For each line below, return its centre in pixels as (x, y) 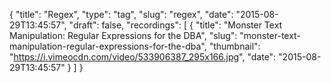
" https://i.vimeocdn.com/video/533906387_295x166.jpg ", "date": (143, 57)
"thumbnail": (234, 46)
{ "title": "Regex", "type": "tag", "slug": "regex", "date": (121, 14)
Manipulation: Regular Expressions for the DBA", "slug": (123, 35)
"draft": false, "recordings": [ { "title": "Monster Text (175, 25)
